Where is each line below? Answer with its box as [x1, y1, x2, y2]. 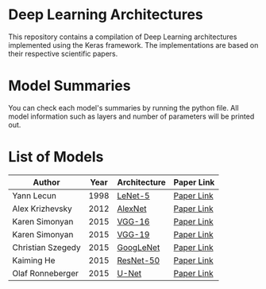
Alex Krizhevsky [12, 203, 73, 214]
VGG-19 [117, 228, 150, 240]
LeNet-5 [117, 189, 150, 201]
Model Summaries [8, 77, 131, 95]
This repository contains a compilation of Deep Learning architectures [8, 32, 237, 41]
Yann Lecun [12, 189, 57, 201]
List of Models [8, 148, 104, 166]
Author [33, 177, 60, 188]
